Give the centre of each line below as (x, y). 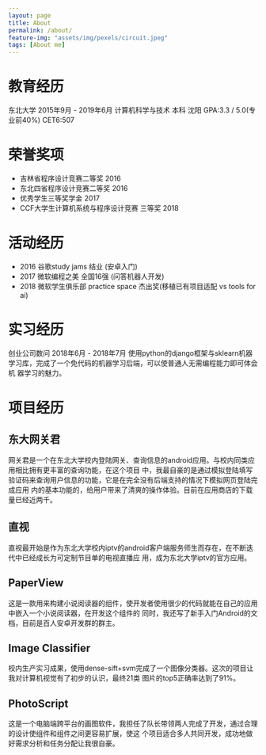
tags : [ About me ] (37, 45)
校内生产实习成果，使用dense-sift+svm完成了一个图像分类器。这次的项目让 (131, 668)
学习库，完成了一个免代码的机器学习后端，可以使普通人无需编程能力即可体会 (133, 363)
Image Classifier (49, 648)
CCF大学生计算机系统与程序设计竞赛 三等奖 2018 (99, 208)
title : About (30, 23)
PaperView (36, 583)
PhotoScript (38, 703)
